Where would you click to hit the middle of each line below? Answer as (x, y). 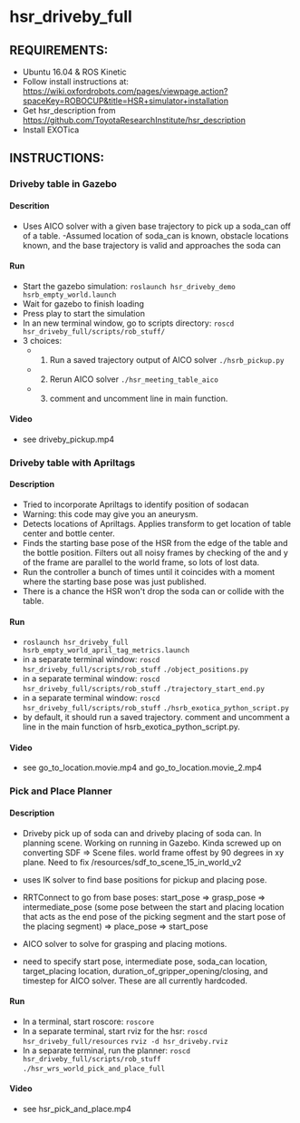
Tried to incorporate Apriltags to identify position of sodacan (135, 504)
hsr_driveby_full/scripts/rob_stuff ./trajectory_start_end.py (144, 689)
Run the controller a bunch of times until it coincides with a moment (149, 572)
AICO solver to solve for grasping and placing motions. (125, 943)
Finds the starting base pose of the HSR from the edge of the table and (155, 543)
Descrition (29, 205)
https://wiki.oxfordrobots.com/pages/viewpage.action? (125, 91)
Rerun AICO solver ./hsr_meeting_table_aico (134, 379)
